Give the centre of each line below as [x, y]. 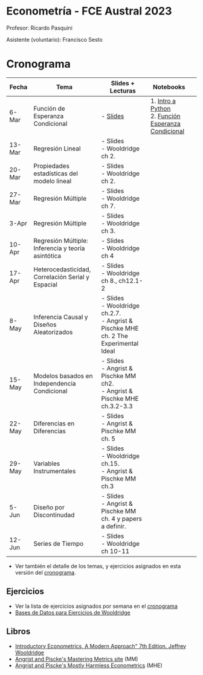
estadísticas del [56, 173]
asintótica [47, 256]
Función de [49, 108]
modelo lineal [52, 181]
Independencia [54, 383]
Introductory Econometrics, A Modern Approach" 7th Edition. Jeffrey [100, 646]
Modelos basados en [63, 376]
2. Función [165, 116]
